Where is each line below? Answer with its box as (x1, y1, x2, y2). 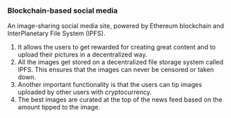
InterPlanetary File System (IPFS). (7, 29, 106, 37)
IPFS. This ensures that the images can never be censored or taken (17, 66, 215, 74)
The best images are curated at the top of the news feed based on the (17, 95, 222, 104)
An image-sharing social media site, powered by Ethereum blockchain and (7, 22, 225, 30)
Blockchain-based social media (7, 6, 118, 16)
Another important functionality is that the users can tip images (17, 81, 203, 89)
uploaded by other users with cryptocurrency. (17, 88, 152, 97)
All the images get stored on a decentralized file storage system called (17, 58, 224, 66)
